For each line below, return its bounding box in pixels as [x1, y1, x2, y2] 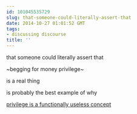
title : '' [6, 37, 32, 43]
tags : [6, 25, 20, 32]
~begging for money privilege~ [6, 65, 84, 73]
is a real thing [6, 77, 41, 84]
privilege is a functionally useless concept [6, 101, 112, 108]
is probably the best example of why [6, 89, 98, 96]
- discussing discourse [6, 32, 67, 38]
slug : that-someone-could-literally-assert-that [6, 15, 132, 21]
